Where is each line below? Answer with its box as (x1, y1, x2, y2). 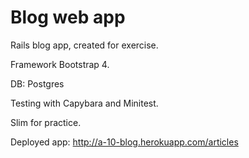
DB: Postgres (10, 77, 65, 90)
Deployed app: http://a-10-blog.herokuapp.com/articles (10, 136, 239, 148)
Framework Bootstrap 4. (10, 58, 110, 70)
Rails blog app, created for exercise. (10, 39, 159, 51)
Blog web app (10, 6, 126, 29)
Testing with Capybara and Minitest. (10, 97, 159, 109)
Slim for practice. (10, 116, 82, 128)
